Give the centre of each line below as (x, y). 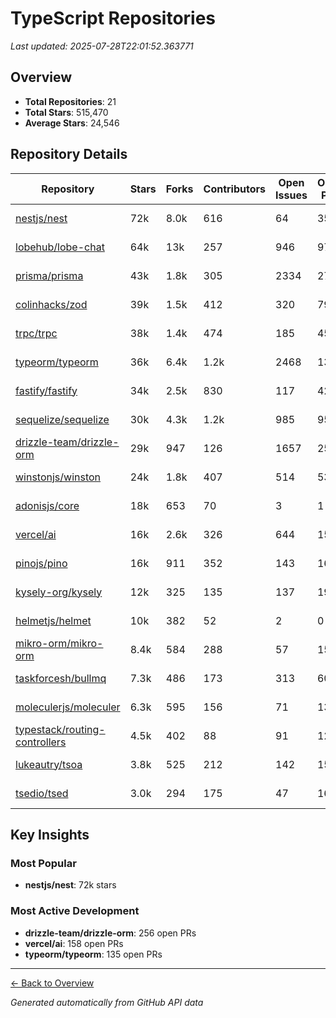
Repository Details (69, 154)
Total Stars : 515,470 (66, 112)
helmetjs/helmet (53, 620)
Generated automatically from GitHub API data (107, 1002)
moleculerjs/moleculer (68, 707)
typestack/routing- (60, 729)
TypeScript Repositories (113, 18)
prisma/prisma (49, 275)
